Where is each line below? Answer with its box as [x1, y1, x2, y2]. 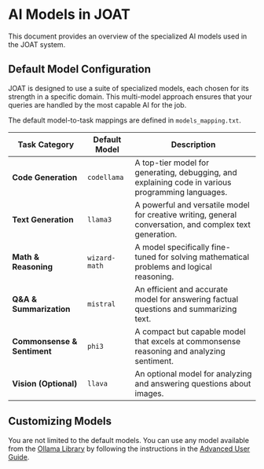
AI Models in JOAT [8, 5, 131, 24]
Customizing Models [8, 415, 112, 428]
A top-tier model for [134, 157, 210, 168]
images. [134, 387, 164, 398]
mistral [87, 299, 116, 308]
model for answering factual [134, 293, 239, 304]
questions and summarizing [134, 303, 237, 314]
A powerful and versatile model [134, 199, 250, 210]
